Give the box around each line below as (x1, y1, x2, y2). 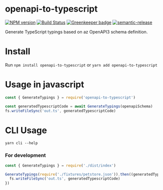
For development (5, 152, 46, 159)
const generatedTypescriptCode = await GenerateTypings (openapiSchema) (5, 104, 153, 109)
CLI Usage (5, 125, 47, 136)
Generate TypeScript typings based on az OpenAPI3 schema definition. (5, 29, 148, 35)
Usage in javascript (5, 79, 84, 90)
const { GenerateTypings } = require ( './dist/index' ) (5, 163, 116, 168)
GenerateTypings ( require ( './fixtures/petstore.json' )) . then (5, 172, 130, 177)
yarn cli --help (5, 141, 38, 146)
